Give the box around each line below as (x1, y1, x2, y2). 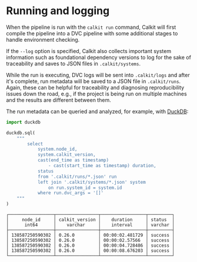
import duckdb (6, 119, 41, 125)
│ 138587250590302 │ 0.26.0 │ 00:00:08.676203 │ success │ (6, 248, 175, 254)
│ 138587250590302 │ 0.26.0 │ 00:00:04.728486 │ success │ (6, 243, 175, 248)
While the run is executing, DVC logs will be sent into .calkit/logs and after (6, 71, 190, 78)
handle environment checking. (6, 36, 80, 43)
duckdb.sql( (6, 130, 35, 136)
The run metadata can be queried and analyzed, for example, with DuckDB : (6, 108, 189, 115)
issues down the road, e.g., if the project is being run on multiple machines (6, 90, 187, 97)
